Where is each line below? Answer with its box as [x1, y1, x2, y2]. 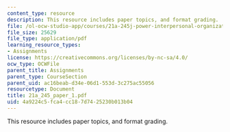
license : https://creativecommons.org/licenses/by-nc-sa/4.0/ [7, 54, 188, 61]
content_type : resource [7, 10, 75, 17]
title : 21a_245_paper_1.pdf [7, 93, 88, 99]
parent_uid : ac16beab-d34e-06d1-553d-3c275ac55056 [7, 80, 155, 86]
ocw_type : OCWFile [7, 61, 60, 67]
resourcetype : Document [7, 86, 75, 93]
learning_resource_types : [7, 42, 81, 48]
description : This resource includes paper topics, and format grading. [7, 16, 219, 23]
